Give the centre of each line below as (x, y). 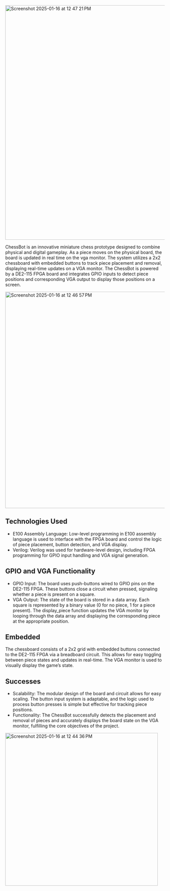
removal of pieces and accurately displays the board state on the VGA (85, 721)
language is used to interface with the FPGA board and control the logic (87, 539)
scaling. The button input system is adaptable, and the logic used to (83, 699)
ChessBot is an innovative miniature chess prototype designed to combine (83, 247)
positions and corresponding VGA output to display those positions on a (80, 279)
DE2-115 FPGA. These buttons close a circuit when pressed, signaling (85, 589)
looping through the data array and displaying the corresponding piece (86, 616)
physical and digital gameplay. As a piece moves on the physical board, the (83, 252)
